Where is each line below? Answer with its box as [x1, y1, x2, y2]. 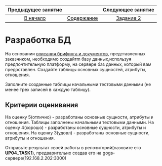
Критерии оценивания [5, 101, 78, 109]
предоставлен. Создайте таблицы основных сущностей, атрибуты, [5, 66, 147, 72]
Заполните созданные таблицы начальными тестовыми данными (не [5, 81, 151, 87]
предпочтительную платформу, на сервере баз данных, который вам [5, 61, 152, 67]
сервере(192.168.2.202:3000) [5, 155, 67, 161]
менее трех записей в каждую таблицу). [5, 86, 91, 92]
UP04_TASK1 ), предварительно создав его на [5, 150, 102, 156]
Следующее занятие [103, 6, 155, 13]
